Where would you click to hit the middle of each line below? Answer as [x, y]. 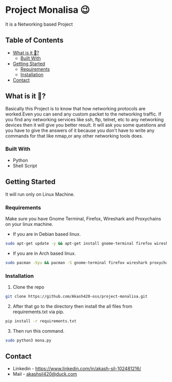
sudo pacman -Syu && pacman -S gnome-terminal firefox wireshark [76, 263]
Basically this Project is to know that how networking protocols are [76, 108]
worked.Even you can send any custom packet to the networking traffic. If [83, 114]
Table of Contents [35, 40]
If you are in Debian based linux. [47, 234]
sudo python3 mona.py [28, 340]
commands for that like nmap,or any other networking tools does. [74, 136]
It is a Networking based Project [39, 24]
